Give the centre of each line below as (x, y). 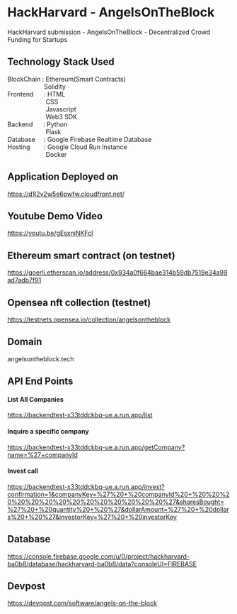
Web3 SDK (62, 116)
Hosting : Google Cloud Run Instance (67, 147)
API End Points (40, 382)
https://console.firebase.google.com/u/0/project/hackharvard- (98, 556)
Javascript (61, 109)
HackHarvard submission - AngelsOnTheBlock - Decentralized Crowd (109, 32)
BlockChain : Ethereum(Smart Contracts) (67, 79)
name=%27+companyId (42, 454)
